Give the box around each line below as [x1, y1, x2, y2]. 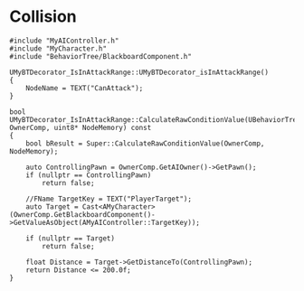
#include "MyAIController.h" [9, 36, 119, 45]
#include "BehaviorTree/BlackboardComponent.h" [9, 52, 193, 61]
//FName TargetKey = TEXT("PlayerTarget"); [25, 194, 193, 203]
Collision [9, 6, 77, 27]
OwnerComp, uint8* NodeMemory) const [9, 123, 152, 132]
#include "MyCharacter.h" [9, 43, 107, 53]
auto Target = [25, 202, 79, 211]
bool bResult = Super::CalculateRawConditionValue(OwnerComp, [25, 138, 265, 148]
